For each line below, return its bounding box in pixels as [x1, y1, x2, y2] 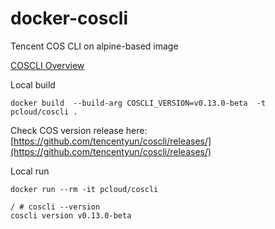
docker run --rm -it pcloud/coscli [10, 184, 159, 194]
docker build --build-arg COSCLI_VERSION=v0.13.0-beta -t [10, 98, 267, 108]
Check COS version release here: [10, 124, 148, 136]
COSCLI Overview [10, 59, 85, 71]
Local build [10, 78, 56, 91]
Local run [10, 165, 50, 177]
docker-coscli [10, 7, 129, 30]
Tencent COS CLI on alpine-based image [10, 40, 179, 52]
